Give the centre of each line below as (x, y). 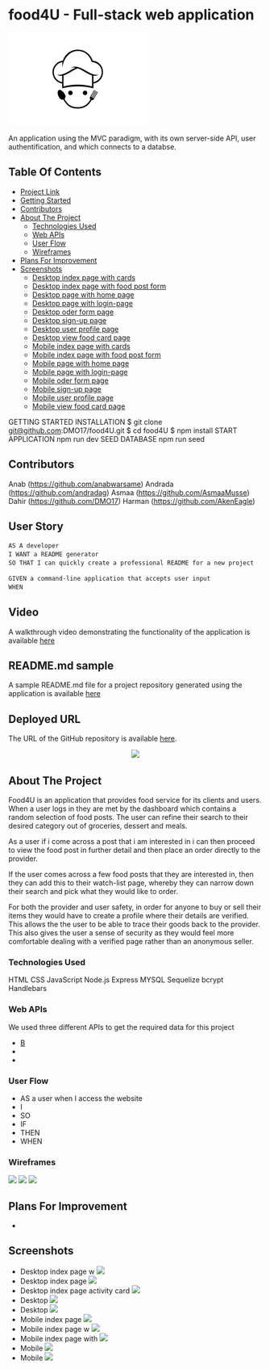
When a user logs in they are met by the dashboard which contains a (123, 808)
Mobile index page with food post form (96, 355)
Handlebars (27, 989)
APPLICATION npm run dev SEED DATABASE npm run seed (107, 439)
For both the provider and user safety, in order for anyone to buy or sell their (135, 907)
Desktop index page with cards (83, 277)
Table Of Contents (55, 172)
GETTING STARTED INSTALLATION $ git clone (85, 422)
